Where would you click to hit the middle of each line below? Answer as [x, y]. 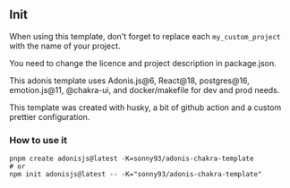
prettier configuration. [50, 116]
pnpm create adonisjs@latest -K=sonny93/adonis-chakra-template [132, 159]
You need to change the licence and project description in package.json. [143, 63]
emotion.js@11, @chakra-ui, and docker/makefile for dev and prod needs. [145, 90]
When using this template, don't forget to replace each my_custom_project [145, 36]
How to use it [38, 140]
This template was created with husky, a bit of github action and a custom [145, 107]
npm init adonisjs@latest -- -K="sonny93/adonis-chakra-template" [136, 175]
